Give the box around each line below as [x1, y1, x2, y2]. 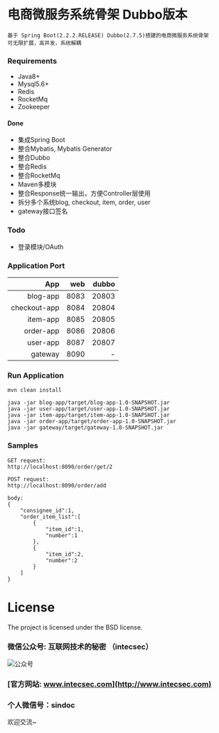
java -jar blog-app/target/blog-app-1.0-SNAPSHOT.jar [7, 399, 171, 407]
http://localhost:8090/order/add [7, 482, 107, 489]
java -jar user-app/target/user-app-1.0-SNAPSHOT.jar [7, 405, 171, 413]
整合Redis [17, 162, 48, 171]
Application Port [7, 261, 65, 271]
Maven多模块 [17, 180, 57, 189]
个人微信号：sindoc [7, 700, 75, 710]
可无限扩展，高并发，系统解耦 [7, 39, 82, 46]
